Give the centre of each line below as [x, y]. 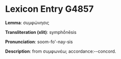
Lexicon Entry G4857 [50, 9]
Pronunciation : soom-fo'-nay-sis [39, 42]
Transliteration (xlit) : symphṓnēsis [41, 32]
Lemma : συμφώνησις [27, 23]
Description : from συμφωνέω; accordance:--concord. [61, 51]
